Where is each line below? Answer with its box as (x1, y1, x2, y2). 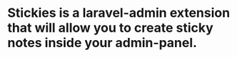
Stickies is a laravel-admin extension (7, 5, 231, 21)
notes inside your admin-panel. (7, 35, 198, 51)
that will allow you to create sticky (7, 20, 214, 36)
